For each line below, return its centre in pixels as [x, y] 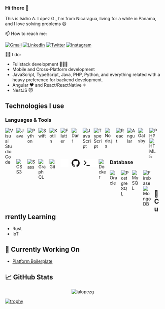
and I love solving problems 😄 [36, 24]
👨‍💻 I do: [13, 55]
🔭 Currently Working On [42, 249]
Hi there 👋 [17, 8]
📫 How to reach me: [26, 34]
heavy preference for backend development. [58, 80]
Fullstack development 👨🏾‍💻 [40, 64]
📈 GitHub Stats [29, 277]
